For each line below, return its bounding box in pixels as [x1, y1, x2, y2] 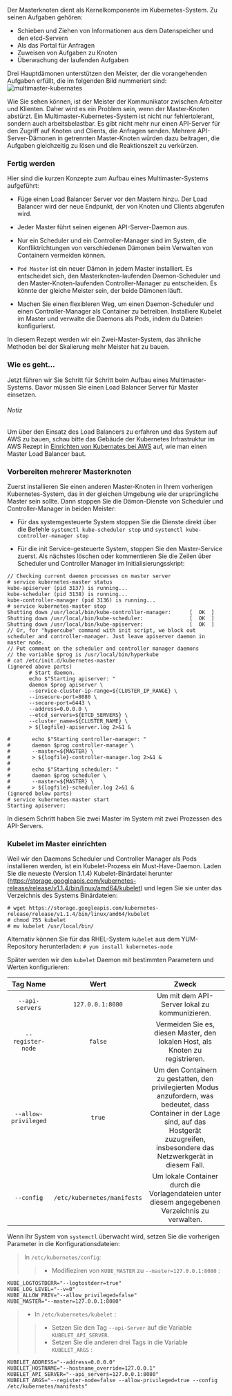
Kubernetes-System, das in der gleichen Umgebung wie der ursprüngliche [7, 490, 219, 498]
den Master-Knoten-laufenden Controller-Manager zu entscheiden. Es [17, 279, 217, 287]
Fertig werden [7, 158, 55, 168]
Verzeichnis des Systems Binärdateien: [7, 891, 118, 900]
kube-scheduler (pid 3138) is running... [7, 591, 128, 598]
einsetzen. [7, 390, 37, 399]
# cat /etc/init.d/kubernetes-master [7, 658, 116, 664]
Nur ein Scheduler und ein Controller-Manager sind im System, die [17, 236, 207, 245]
